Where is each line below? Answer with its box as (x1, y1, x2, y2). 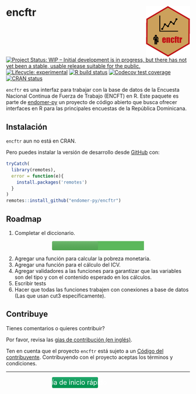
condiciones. (6, 360, 37, 367)
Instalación (6, 122, 48, 132)
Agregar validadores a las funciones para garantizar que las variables (14, 267, 182, 274)
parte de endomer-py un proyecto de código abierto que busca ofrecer (6, 99, 177, 106)
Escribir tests (14, 279, 47, 286)
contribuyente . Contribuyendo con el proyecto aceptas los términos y (6, 354, 173, 361)
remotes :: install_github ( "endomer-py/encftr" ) (6, 198, 121, 204)
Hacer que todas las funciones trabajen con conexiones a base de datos (14, 286, 189, 293)
